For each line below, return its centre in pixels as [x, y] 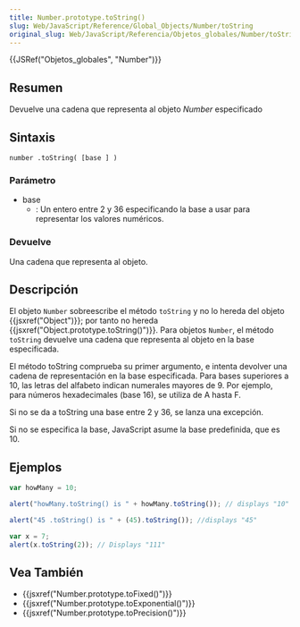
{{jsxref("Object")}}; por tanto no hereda [84, 321]
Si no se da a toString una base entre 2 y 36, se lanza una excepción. [137, 412]
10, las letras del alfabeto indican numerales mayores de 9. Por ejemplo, [142, 386]
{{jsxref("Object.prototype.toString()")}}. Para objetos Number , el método [142, 330]
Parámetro [33, 180]
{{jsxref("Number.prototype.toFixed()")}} [97, 594]
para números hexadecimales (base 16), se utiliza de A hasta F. [125, 395]
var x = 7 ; [29, 536]
